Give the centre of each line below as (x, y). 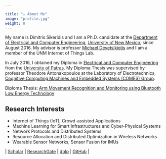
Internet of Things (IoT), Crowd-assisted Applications (66, 121)
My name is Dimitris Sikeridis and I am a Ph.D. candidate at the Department (82, 37)
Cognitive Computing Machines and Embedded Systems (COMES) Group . (80, 79)
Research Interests (35, 109)
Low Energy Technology (30, 93)
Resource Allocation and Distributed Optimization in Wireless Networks (84, 137)
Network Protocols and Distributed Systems (57, 131)
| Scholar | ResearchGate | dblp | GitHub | (47, 152)
